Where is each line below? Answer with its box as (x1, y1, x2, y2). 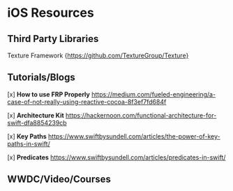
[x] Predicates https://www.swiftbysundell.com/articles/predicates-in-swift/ (7, 153, 226, 162)
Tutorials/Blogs (7, 71, 75, 83)
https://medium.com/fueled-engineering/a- (91, 90, 216, 99)
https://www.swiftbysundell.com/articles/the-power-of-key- (47, 132, 221, 141)
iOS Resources (7, 5, 94, 21)
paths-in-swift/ (7, 139, 50, 148)
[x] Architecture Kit (7, 111, 64, 120)
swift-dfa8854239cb (7, 118, 68, 127)
